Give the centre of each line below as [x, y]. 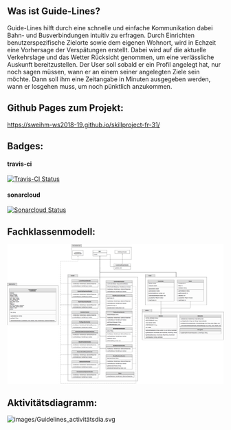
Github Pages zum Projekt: [65, 108]
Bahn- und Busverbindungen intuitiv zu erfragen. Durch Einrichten [101, 35]
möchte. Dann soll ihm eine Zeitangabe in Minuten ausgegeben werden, [109, 79]
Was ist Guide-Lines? [54, 11]
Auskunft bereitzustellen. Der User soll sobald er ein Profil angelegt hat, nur [114, 64]
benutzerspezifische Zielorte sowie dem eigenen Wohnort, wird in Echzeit [112, 42]
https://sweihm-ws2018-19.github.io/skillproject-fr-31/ [84, 125]
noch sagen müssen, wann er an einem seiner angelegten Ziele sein [103, 72]
